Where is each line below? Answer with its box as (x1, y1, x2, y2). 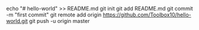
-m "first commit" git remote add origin (6, 11, 102, 18)
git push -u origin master (29, 18, 90, 24)
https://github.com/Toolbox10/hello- (102, 11, 192, 18)
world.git (6, 18, 28, 24)
